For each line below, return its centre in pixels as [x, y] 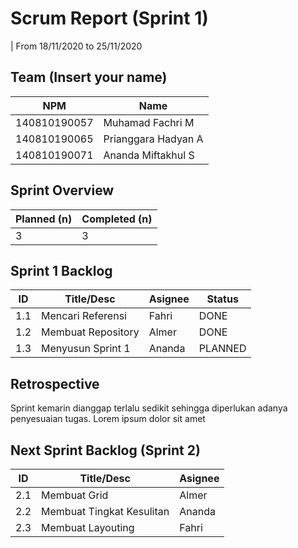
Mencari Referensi [84, 316]
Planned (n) [44, 219]
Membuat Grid [75, 495]
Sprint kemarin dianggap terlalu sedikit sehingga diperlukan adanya [149, 408]
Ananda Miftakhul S [149, 155]
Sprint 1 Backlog [61, 270]
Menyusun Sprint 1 [86, 349]
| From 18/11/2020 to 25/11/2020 [76, 46]
